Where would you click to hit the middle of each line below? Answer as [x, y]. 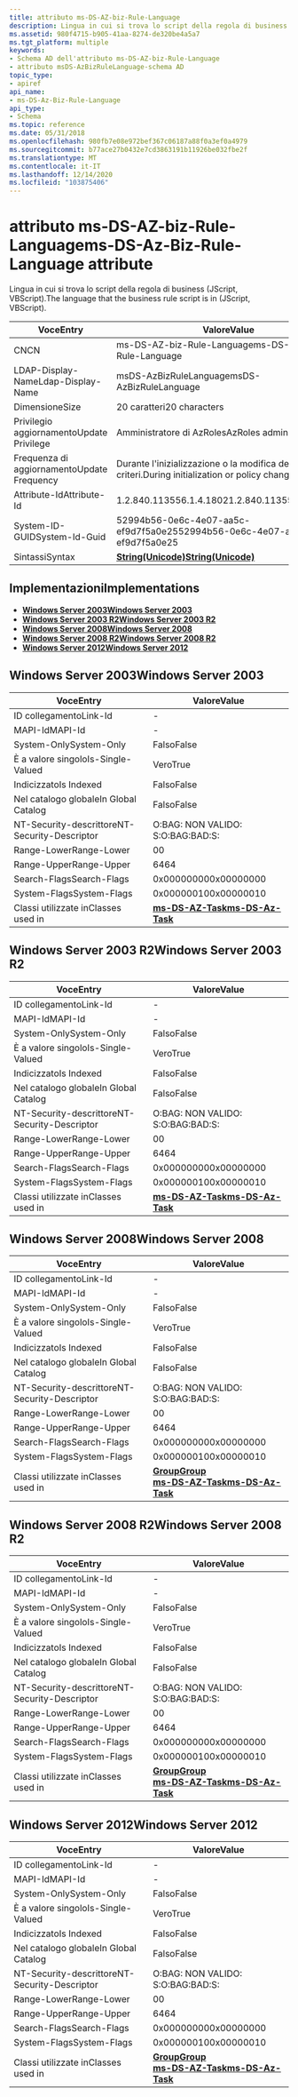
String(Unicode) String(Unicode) [186, 557]
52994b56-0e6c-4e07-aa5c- [184, 521]
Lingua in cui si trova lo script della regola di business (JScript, [123, 289]
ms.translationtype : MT [53, 158]
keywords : [27, 51]
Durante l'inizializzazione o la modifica [196, 464]
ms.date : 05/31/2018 [47, 133]
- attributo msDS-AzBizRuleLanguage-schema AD [97, 68]
